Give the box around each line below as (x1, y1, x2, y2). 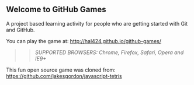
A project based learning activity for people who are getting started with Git (6, 20, 188, 27)
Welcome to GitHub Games (6, 5, 106, 15)
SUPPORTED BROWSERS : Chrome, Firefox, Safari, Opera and (34, 49, 184, 56)
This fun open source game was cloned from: (6, 66, 116, 73)
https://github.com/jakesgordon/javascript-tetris (6, 72, 123, 79)
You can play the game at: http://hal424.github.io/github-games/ (6, 37, 162, 44)
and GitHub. (6, 26, 35, 33)
